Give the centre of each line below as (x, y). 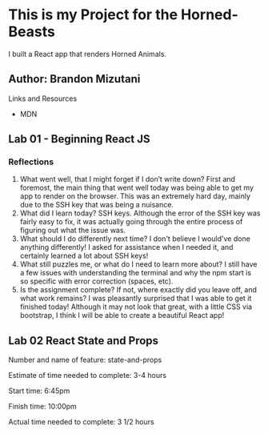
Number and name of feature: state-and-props (85, 360)
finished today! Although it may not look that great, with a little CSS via (136, 307)
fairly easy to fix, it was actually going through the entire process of (131, 222)
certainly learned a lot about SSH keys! (84, 256)
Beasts (32, 32)
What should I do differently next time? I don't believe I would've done (135, 239)
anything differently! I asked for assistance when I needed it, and (126, 247)
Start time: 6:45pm (39, 391)
